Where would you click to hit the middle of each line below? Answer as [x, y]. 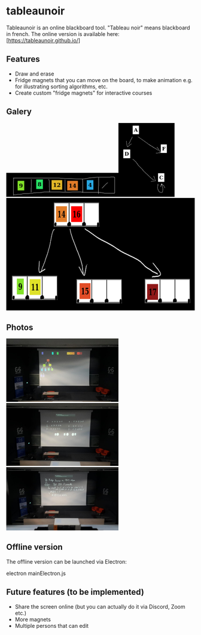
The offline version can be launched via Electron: [67, 561]
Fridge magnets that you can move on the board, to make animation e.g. [103, 80]
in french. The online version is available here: [63, 34]
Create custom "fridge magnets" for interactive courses [83, 93]
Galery [19, 112]
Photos [20, 327]
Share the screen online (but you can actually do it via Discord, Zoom [100, 606]
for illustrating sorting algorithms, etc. [61, 86]
